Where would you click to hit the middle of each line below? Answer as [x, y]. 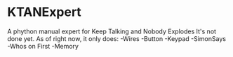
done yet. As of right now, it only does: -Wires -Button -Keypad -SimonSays [117, 38]
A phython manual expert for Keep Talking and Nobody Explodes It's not [112, 31]
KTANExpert [45, 12]
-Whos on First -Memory [43, 46]
